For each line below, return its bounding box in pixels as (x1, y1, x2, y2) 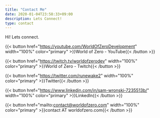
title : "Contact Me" (5, 7, 47, 12)
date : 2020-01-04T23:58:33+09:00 (5, 12, 73, 17)
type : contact (5, 20, 34, 26)
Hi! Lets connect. (5, 34, 40, 40)
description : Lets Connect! (5, 16, 62, 21)
